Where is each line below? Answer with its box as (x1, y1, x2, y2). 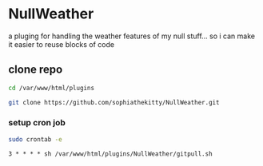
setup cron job (8, 117, 66, 128)
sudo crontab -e (8, 135, 62, 144)
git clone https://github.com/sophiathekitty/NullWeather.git (8, 98, 220, 106)
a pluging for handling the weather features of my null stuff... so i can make (8, 31, 256, 41)
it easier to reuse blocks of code (8, 39, 114, 49)
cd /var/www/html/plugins (8, 84, 94, 92)
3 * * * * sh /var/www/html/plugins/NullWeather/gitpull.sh (8, 149, 213, 158)
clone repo (8, 63, 63, 77)
